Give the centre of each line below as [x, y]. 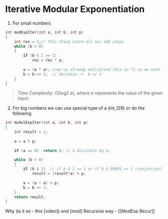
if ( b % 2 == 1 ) [40, 56]
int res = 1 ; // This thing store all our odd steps [69, 42]
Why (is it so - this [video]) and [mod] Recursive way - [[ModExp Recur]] [80, 211]
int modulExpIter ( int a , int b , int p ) [47, 123]
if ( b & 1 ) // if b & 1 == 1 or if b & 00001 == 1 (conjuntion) [93, 169]
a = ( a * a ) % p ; [41, 183]
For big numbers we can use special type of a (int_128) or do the [78, 108]
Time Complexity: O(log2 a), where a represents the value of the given [90, 93]
